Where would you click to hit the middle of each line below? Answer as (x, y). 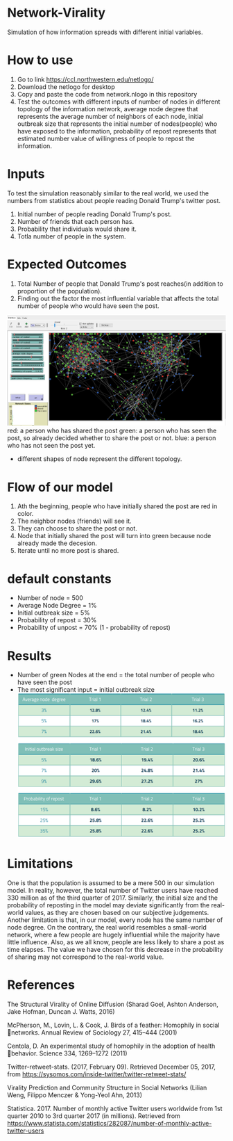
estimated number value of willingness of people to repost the (106, 138)
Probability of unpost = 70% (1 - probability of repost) (94, 628)
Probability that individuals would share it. (77, 229)
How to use (40, 60)
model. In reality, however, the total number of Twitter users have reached (113, 891)
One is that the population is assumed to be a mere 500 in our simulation (111, 883)
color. (25, 514)
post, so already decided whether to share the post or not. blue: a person (112, 438)
